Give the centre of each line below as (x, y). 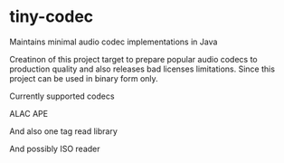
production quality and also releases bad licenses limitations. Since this (142, 69)
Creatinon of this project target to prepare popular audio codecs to (133, 59)
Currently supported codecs (62, 96)
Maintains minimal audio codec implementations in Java (114, 42)
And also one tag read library (63, 131)
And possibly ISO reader (55, 149)
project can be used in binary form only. (84, 78)
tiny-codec (52, 17)
